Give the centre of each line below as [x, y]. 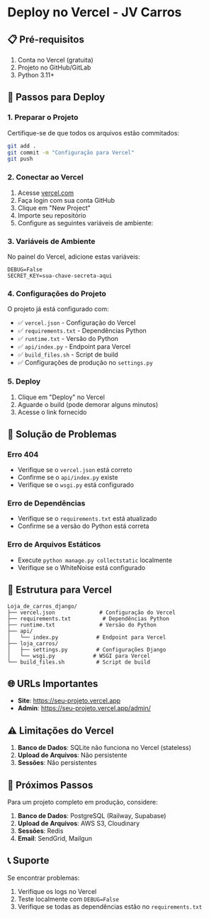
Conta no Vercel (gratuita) [55, 60]
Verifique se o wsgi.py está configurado [76, 485]
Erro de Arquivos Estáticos [54, 544]
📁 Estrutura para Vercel [60, 590]
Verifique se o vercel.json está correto [75, 470]
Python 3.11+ [36, 75]
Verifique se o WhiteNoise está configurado [81, 567]
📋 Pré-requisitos [46, 39]
